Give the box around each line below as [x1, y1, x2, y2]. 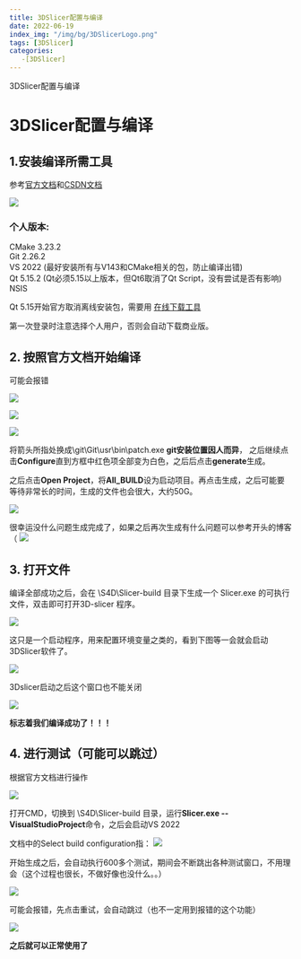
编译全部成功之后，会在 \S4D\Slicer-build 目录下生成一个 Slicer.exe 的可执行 [9, 587, 290, 597]
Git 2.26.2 [9, 251, 47, 262]
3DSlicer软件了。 [9, 645, 73, 656]
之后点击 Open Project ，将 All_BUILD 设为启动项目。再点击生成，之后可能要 [9, 475, 285, 485]
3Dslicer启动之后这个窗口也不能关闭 [9, 681, 142, 692]
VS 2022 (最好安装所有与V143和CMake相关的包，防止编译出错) [9, 262, 244, 273]
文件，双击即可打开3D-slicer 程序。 [9, 598, 141, 609]
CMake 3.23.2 [9, 241, 62, 252]
